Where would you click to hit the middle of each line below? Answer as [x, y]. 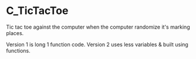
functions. [18, 50]
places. [15, 33]
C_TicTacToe [37, 11]
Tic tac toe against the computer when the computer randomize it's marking [98, 27]
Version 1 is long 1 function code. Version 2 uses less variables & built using [97, 44]
